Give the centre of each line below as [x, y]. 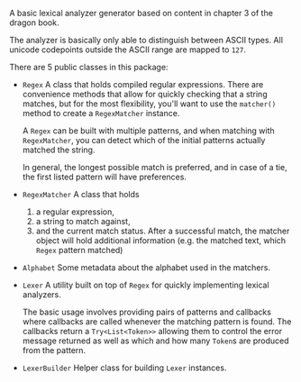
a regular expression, [75, 212]
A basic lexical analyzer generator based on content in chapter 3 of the [141, 13]
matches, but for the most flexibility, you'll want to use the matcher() [149, 104]
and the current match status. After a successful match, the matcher [163, 231]
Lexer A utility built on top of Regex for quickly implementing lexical [146, 285]
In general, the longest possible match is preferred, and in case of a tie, [155, 167]
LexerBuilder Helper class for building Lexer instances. [124, 368]
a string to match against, [83, 221]
